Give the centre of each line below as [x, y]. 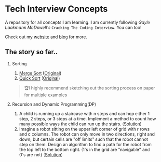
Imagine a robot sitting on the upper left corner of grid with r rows [84, 129]
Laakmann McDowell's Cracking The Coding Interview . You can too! [73, 27]
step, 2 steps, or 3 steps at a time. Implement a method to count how [87, 118]
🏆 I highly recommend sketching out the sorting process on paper [89, 88]
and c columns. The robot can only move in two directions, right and [87, 134]
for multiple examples [46, 95]
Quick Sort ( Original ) [40, 78]
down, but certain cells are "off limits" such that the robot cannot [84, 139]
